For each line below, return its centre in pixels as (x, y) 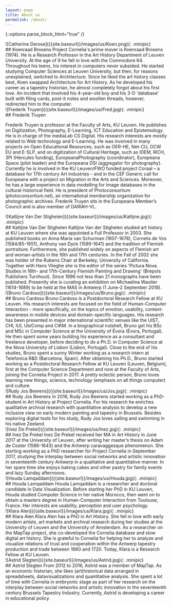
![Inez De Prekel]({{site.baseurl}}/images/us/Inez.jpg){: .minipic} (73, 429)
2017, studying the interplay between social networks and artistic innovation (85, 457)
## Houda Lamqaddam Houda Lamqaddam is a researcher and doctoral (81, 484)
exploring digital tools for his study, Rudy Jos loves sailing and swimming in (85, 418)
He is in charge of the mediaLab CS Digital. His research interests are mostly (86, 136)
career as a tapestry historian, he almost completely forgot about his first (82, 88)
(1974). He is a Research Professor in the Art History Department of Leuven (85, 55)
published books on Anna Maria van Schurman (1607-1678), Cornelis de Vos (86, 239)
